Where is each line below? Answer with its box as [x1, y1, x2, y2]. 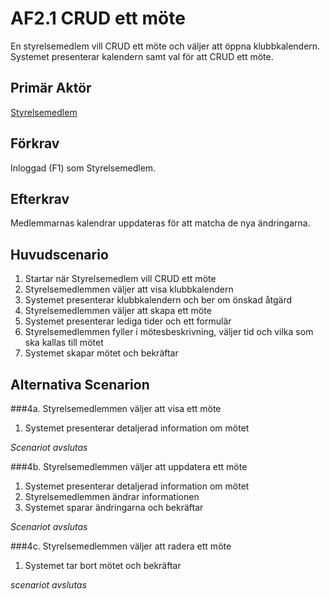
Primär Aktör [10, 80, 92, 97]
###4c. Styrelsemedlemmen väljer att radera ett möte [10, 540, 232, 552]
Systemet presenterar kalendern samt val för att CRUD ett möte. [10, 50, 274, 62]
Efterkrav [10, 190, 70, 207]
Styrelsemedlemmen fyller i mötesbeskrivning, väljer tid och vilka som [24, 326, 314, 338]
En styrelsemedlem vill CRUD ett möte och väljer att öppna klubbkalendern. [10, 40, 321, 52]
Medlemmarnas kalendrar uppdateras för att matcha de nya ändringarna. [10, 217, 311, 229]
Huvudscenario [10, 246, 109, 263]
